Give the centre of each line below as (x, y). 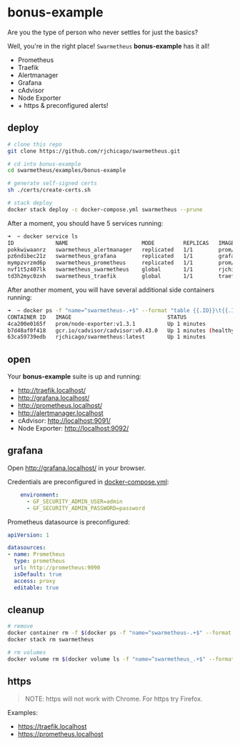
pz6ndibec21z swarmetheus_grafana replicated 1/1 (100, 256)
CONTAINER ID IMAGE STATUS (97, 317)
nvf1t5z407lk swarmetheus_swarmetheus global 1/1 (100, 270)
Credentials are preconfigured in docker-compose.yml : (88, 481)
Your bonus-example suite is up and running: (74, 376)
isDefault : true (38, 574)
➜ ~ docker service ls (43, 236)
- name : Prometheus (36, 554)
